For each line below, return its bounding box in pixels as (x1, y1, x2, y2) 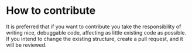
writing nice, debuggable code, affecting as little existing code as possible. (6, 29, 186, 36)
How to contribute (6, 4, 96, 17)
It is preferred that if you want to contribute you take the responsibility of (6, 23, 181, 30)
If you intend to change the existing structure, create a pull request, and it (6, 35, 183, 42)
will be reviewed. (6, 41, 47, 48)
